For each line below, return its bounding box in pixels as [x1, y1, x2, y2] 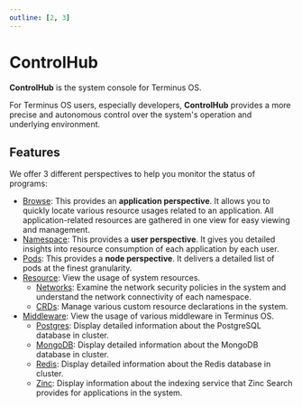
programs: [9, 178, 48, 190]
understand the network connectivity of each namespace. [35, 291, 252, 302]
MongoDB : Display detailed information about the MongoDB [35, 339, 259, 350]
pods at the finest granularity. [22, 263, 133, 273]
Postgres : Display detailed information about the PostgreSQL [35, 320, 261, 331]
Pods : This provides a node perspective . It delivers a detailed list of [22, 254, 275, 264]
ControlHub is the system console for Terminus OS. [9, 82, 202, 93]
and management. [22, 225, 90, 236]
